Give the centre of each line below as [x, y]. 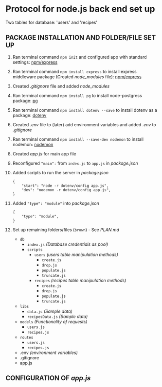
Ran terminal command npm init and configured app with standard [80, 57]
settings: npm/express [35, 62]
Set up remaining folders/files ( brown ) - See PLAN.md [66, 230]
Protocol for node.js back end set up [80, 9]
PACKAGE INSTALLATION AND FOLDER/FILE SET [81, 38]
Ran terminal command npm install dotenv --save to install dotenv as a [85, 110]
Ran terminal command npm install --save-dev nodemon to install [78, 139]
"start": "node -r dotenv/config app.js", [65, 185]
